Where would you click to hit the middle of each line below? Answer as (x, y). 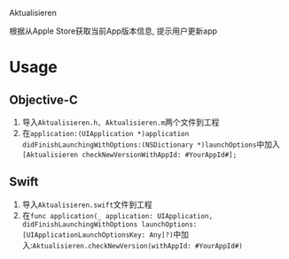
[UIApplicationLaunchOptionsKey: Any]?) (98, 235)
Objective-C (43, 99)
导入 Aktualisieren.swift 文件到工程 (87, 204)
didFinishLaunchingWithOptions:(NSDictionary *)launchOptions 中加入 (151, 144)
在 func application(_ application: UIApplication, (117, 215)
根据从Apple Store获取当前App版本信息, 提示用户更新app (113, 31)
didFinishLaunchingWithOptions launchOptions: (109, 225)
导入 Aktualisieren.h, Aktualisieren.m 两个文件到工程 (121, 122)
